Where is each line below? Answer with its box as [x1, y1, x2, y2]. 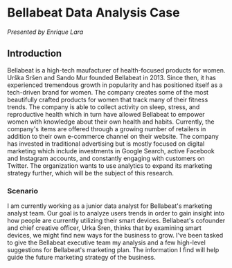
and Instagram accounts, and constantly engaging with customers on [7, 154, 205, 162]
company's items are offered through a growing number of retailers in [7, 124, 206, 133]
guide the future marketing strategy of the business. [7, 253, 156, 262]
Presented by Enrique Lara [7, 28, 84, 36]
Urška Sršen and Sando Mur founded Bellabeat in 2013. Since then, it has [7, 73, 216, 82]
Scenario [7, 186, 38, 195]
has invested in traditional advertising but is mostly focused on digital [7, 140, 205, 148]
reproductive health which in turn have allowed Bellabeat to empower [7, 110, 206, 118]
